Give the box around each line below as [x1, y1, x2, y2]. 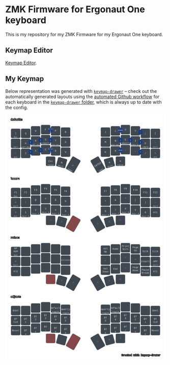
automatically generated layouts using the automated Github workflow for [5, 93, 160, 100]
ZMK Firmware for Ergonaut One [5, 4, 145, 15]
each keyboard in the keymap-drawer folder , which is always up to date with [5, 99, 162, 105]
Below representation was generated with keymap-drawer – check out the [5, 88, 157, 94]
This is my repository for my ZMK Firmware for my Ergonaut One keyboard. [5, 31, 163, 37]
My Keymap [5, 75, 44, 83]
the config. [5, 104, 28, 110]
